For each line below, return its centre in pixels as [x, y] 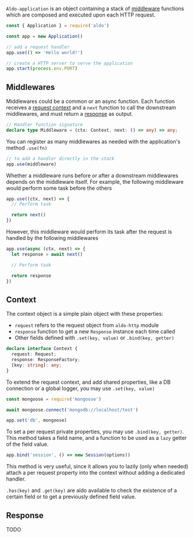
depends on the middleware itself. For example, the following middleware [95, 182]
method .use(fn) [27, 148]
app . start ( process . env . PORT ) [42, 69]
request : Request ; [34, 354]
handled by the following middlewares [52, 238]
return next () [29, 215]
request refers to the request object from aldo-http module [87, 325]
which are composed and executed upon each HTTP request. [81, 15]
